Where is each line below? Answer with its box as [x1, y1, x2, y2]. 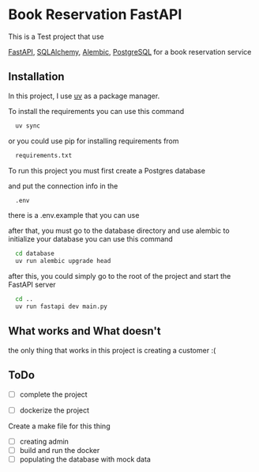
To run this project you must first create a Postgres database [8, 166, 205, 175]
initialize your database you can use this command [8, 234, 174, 244]
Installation [8, 70, 65, 84]
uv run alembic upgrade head [15, 257, 111, 265]
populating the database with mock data [19, 454, 152, 464]
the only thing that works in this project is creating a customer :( [8, 345, 216, 355]
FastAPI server [8, 280, 57, 290]
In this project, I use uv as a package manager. [8, 91, 160, 101]
